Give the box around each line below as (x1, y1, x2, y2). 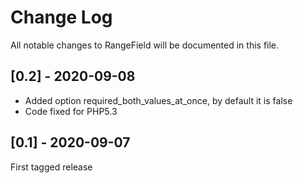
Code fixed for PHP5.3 (24, 105, 118, 117)
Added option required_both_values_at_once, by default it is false (24, 94, 293, 106)
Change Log (10, 6, 113, 29)
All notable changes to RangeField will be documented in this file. (10, 39, 280, 51)
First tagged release (10, 161, 93, 173)
